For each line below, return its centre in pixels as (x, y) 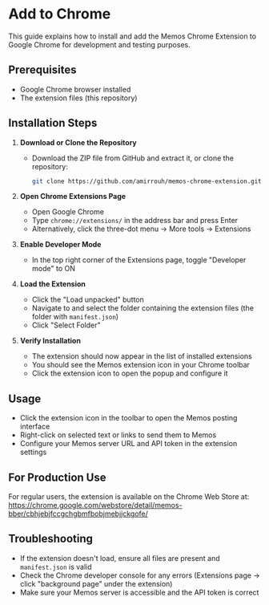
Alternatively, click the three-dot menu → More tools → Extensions (141, 229)
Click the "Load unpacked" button (88, 300)
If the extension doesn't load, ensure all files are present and (120, 558)
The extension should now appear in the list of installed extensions (142, 356)
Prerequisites (42, 70)
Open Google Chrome (68, 212)
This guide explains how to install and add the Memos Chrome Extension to (132, 36)
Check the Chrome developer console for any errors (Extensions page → (140, 575)
